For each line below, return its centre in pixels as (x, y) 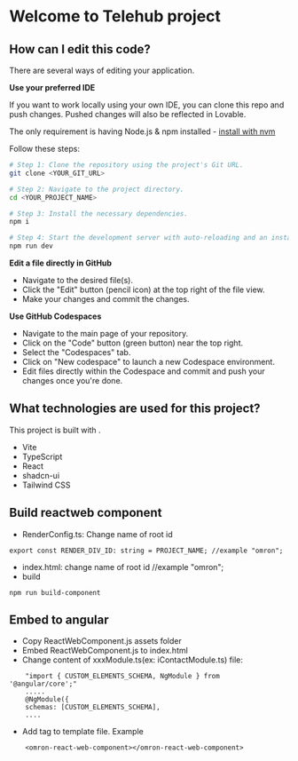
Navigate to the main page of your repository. (105, 333)
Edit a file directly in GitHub (61, 263)
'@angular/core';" (43, 684)
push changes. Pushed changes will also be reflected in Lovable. (128, 114)
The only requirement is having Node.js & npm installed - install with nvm (142, 131)
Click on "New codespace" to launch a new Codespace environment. (148, 362)
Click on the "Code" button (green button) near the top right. (133, 343)
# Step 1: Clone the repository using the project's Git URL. (126, 165)
